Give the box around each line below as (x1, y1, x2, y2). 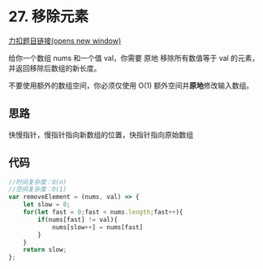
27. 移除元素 (8, 7, 89, 26)
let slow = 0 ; (23, 201, 71, 209)
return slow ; (23, 245, 67, 254)
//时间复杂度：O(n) (8, 178, 67, 186)
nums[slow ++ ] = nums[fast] (51, 223, 144, 232)
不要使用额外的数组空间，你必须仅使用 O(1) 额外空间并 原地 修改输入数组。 (8, 80, 254, 90)
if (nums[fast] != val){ (37, 215, 118, 223)
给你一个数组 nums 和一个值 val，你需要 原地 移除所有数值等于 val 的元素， (8, 53, 260, 63)
